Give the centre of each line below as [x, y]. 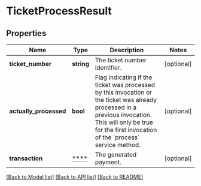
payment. [108, 162]
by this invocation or [124, 92]
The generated [116, 154]
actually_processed [38, 111]
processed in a [116, 107]
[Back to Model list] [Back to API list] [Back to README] [75, 177]
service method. [118, 145]
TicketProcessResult [59, 11]
